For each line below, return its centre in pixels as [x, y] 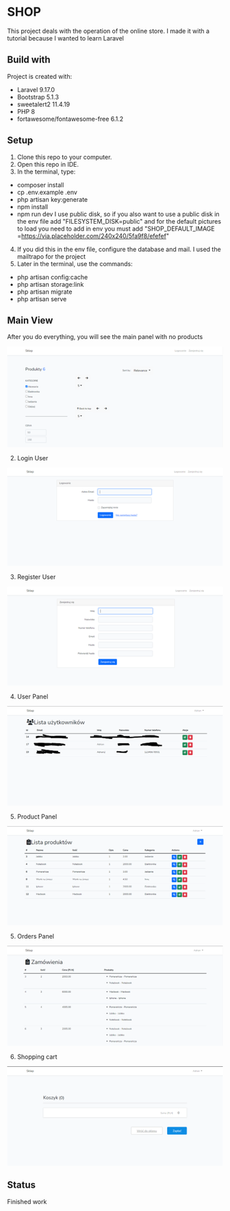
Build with [29, 60]
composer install [40, 185]
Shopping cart [37, 1057]
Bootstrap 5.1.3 [38, 97]
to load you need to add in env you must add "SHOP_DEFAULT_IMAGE [116, 228]
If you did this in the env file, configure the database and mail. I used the [119, 249]
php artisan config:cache [52, 277]
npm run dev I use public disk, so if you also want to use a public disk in [118, 214]
